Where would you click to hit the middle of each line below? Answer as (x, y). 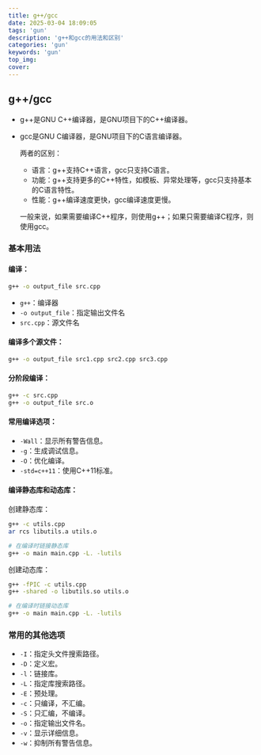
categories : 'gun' (38, 45)
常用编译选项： (32, 421)
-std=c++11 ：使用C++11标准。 (68, 470)
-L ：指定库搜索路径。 (55, 684)
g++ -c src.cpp (33, 395)
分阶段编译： (29, 378)
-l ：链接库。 (41, 673)
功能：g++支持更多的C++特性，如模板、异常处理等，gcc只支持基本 (142, 180)
